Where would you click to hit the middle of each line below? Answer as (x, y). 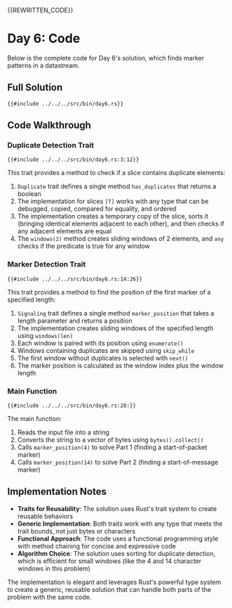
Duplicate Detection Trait (51, 145)
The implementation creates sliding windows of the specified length (115, 328)
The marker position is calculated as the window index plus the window (121, 366)
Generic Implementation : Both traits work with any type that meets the (120, 524)
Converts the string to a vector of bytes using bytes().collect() (110, 440)
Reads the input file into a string (63, 432)
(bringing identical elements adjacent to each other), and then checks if (121, 224)
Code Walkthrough (49, 125)
